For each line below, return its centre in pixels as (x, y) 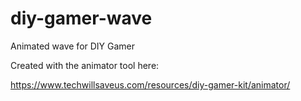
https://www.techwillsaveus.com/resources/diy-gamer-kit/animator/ (150, 84)
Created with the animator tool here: (85, 65)
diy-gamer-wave (81, 18)
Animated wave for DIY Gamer (73, 46)
